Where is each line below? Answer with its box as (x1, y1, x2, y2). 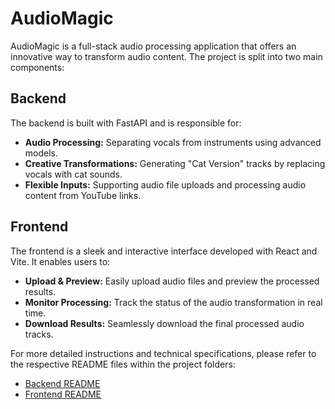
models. (24, 147, 59, 159)
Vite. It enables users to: (10, 255, 111, 267)
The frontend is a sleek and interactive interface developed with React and (10, 245, 318, 257)
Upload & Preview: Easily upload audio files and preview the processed (24, 275, 320, 287)
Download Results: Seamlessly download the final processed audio (24, 317, 305, 329)
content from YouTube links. (24, 189, 142, 201)
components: (10, 61, 65, 73)
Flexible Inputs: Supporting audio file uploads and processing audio (24, 178, 307, 191)
